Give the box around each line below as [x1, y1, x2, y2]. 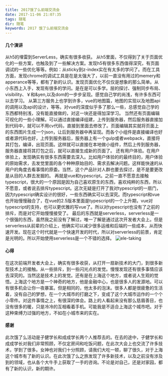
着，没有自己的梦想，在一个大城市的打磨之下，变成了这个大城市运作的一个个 [5, 291, 163, 297]
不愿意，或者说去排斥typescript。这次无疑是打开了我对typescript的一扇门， [5, 185, 161, 191]
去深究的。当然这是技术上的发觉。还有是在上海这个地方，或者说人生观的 [5, 272, 154, 278]
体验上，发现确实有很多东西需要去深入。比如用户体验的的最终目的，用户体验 [5, 154, 163, 160]
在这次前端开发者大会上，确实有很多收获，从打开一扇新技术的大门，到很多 [5, 259, 158, 265]
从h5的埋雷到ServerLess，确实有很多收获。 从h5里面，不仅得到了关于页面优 [5, 54, 163, 60]
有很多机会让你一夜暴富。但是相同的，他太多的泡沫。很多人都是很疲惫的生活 [5, 284, 163, 290]
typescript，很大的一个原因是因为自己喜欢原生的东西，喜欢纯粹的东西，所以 [5, 179, 162, 185]
